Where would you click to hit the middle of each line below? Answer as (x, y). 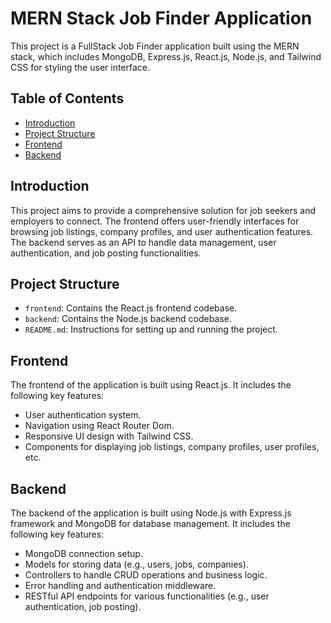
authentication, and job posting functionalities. (106, 253)
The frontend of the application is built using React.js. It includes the (151, 385)
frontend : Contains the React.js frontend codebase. (131, 308)
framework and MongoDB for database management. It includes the (150, 523)
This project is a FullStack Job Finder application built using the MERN (155, 46)
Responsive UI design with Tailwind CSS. (109, 436)
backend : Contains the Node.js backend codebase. (128, 319)
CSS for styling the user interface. (80, 67)
